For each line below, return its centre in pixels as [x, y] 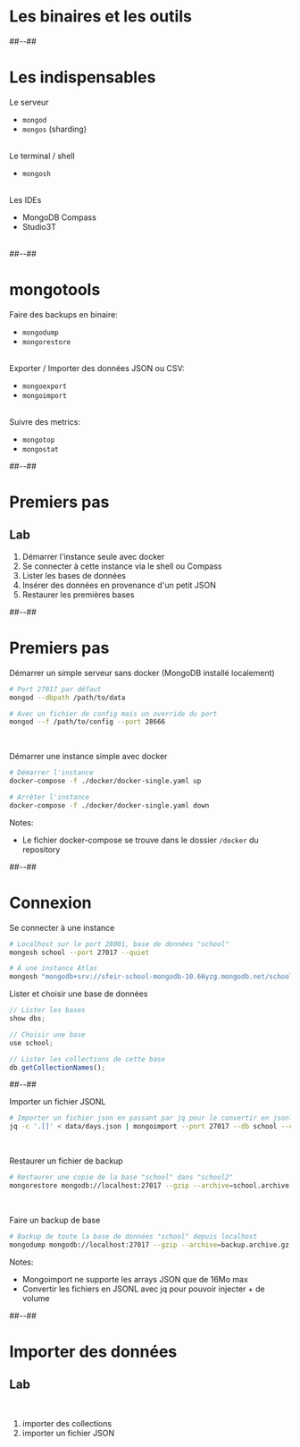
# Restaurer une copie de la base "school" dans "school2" [121, 1178]
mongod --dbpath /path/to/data [67, 698]
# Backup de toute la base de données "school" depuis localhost [133, 1236]
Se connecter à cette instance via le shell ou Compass [122, 566]
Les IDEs [25, 199]
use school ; [31, 1043]
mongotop [38, 440]
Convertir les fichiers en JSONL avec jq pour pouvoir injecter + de [143, 1289]
